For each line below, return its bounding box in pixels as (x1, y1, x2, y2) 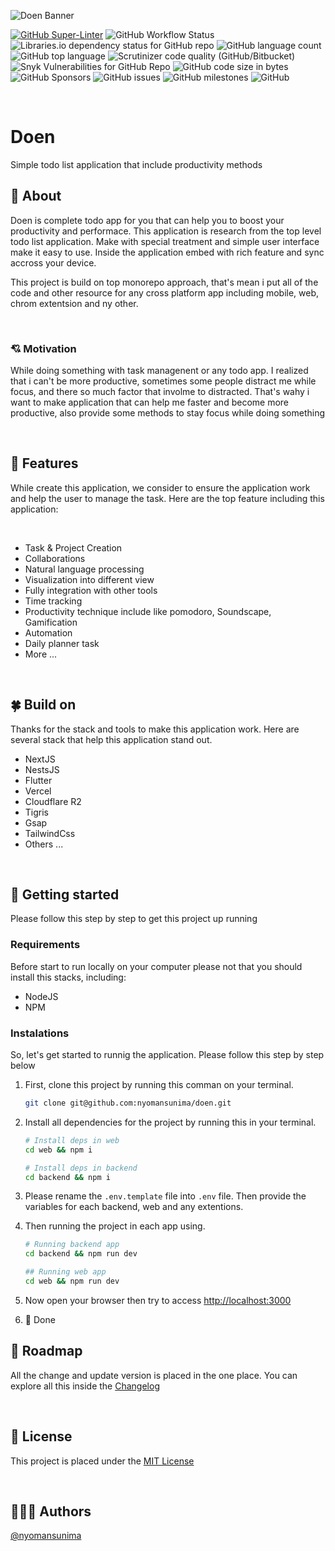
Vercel (24, 785, 52, 797)
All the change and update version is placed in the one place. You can (10, 1369, 298, 1381)
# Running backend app (24, 1240, 120, 1250)
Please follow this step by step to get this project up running (10, 913, 258, 925)
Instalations (10, 1026, 70, 1040)
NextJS (24, 753, 56, 765)
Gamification (24, 616, 78, 628)
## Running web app (24, 1267, 107, 1277)
